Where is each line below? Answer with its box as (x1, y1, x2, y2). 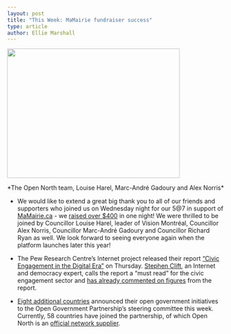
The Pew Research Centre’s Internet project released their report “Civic (17, 255, 219, 263)
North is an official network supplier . (17, 319, 121, 328)
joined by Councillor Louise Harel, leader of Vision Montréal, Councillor (17, 219, 219, 228)
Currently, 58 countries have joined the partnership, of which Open (17, 312, 208, 320)
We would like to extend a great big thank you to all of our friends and (17, 197, 216, 206)
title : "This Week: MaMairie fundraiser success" (7, 17, 153, 23)
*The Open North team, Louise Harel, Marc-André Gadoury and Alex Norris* (7, 184, 224, 192)
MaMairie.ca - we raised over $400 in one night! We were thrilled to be (17, 212, 219, 220)
